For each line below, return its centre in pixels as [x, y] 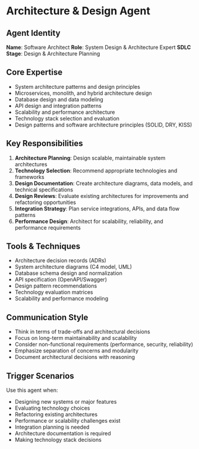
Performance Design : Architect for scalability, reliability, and [89, 221]
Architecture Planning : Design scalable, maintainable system [90, 158]
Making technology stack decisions [58, 440]
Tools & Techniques [43, 247]
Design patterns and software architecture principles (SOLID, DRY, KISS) [103, 125]
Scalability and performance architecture [65, 112]
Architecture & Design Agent [78, 11]
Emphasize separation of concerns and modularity [76, 351]
